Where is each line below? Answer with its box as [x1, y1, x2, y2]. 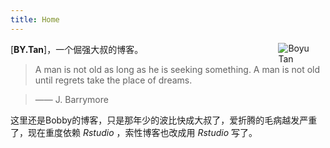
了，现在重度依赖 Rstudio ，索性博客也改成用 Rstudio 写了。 [10, 126, 258, 138]
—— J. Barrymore [34, 93, 109, 105]
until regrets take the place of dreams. [34, 74, 193, 86]
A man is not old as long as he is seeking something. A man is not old [34, 63, 321, 75]
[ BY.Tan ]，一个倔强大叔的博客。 [10, 43, 144, 55]
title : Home [10, 14, 60, 25]
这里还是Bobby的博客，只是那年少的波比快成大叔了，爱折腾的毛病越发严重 [10, 114, 318, 126]
